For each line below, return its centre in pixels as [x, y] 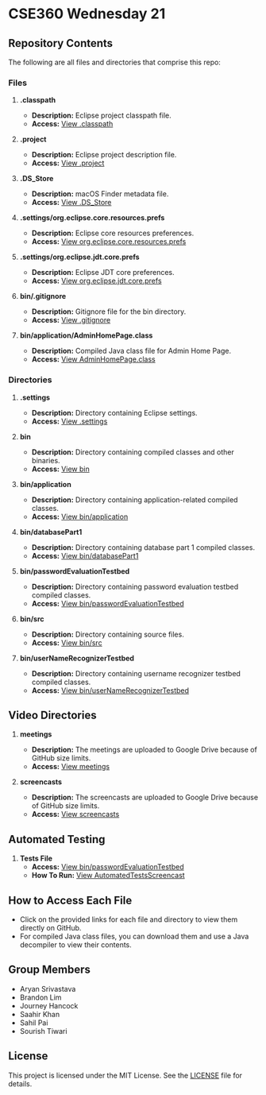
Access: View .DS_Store [71, 203]
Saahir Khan [40, 1014]
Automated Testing [57, 839]
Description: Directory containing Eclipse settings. [114, 412]
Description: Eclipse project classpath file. [102, 115]
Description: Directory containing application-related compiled [135, 499]
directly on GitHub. [50, 928]
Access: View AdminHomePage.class [94, 359]
